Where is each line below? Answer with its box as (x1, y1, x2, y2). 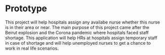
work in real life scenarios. (5, 45, 59, 51)
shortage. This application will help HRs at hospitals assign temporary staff (5, 35, 158, 41)
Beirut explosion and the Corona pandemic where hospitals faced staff (5, 29, 149, 35)
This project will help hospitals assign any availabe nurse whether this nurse (5, 19, 160, 25)
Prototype (5, 3, 47, 14)
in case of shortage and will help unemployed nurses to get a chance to (5, 40, 151, 46)
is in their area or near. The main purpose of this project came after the (5, 24, 150, 30)
